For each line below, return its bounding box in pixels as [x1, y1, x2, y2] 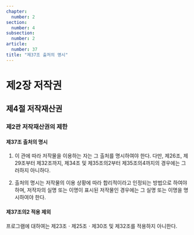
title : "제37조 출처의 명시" [6, 52, 68, 58]
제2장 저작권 [6, 79, 62, 92]
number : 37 [11, 47, 38, 52]
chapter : [6, 8, 27, 15]
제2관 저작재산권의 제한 [6, 123, 68, 131]
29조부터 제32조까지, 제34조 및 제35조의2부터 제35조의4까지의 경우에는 [14, 160, 181, 167]
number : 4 [11, 24, 35, 31]
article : [6, 41, 27, 47]
